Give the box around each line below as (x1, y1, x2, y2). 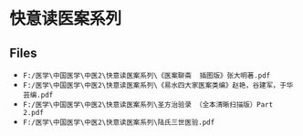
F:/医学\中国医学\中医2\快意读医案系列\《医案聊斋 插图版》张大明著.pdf (22, 71, 271, 80)
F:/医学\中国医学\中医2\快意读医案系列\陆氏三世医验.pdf (22, 118, 215, 127)
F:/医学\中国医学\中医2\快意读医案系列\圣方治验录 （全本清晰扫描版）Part (22, 100, 274, 110)
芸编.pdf (22, 90, 54, 99)
